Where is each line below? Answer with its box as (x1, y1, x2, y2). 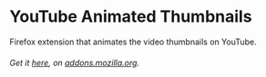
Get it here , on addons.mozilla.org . (9, 57, 139, 68)
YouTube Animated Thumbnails (9, 6, 252, 27)
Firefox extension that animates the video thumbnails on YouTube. (9, 36, 257, 47)
